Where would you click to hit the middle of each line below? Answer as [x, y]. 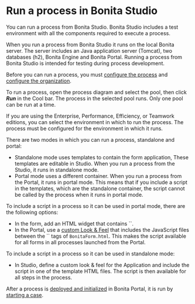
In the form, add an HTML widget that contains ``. [74, 223]
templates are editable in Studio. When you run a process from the [95, 163]
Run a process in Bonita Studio [82, 11]
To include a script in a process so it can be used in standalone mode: [90, 254]
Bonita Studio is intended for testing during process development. [85, 63]
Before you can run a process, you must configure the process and [87, 74]
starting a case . [25, 295]
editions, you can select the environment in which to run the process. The [95, 122]
